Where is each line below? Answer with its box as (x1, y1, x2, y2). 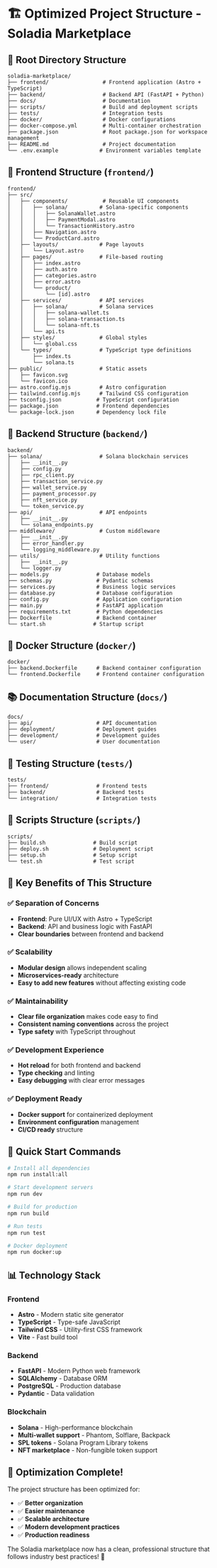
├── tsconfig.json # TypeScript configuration (7, 396, 179, 403)
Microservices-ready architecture (17, 971, 119, 979)
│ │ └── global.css (7, 340, 78, 348)
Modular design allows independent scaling (17, 963, 147, 972)
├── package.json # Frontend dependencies (7, 402, 170, 409)
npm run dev (7, 1191, 43, 1198)
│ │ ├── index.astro (7, 260, 81, 267)
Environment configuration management (17, 1117, 140, 1126)
